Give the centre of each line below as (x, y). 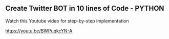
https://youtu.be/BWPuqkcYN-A (39, 31)
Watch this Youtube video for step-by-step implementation (67, 21)
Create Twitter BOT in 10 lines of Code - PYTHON (85, 8)
